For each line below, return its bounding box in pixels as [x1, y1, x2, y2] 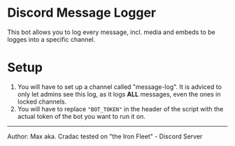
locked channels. [17, 97, 67, 106]
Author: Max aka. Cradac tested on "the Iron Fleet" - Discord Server [7, 132, 203, 140]
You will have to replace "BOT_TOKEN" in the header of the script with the [17, 104, 224, 113]
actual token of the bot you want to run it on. [17, 112, 145, 120]
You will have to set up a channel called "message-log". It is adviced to [17, 82, 222, 91]
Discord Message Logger [7, 5, 156, 21]
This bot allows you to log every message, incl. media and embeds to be [7, 28, 215, 36]
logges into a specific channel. [7, 35, 96, 43]
